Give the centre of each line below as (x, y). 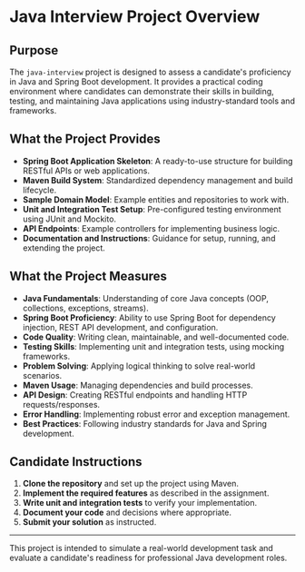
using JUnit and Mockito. (69, 219)
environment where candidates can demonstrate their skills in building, (142, 91)
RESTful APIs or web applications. (86, 171)
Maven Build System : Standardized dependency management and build (157, 180)
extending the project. (64, 248)
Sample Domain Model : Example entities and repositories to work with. (156, 199)
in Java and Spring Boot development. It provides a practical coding (136, 82)
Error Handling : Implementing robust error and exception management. (156, 414)
